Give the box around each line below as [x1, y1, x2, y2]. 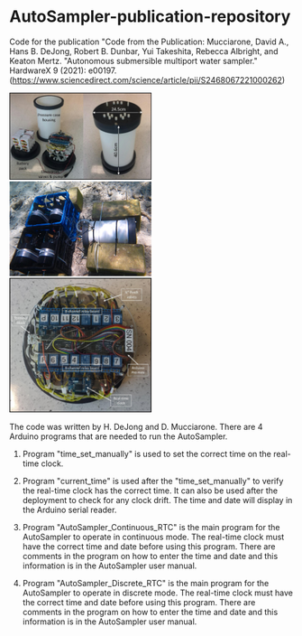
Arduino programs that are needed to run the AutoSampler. [9, 431, 228, 442]
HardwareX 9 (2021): [9, 65, 87, 76]
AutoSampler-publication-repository [9, 6, 291, 27]
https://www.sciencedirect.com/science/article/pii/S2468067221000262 [12, 74, 282, 85]
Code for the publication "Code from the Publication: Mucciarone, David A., [9, 36, 289, 47]
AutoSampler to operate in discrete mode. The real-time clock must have [22, 587, 293, 598]
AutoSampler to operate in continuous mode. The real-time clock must [22, 531, 285, 542]
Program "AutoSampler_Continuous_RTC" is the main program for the [22, 521, 280, 532]
